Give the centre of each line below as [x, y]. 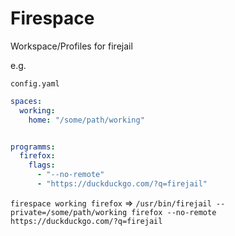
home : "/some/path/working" [86, 120]
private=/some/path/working [69, 212]
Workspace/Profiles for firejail [71, 46]
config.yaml [35, 83]
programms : [33, 147]
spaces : [26, 101]
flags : [42, 165]
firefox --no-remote [174, 212]
